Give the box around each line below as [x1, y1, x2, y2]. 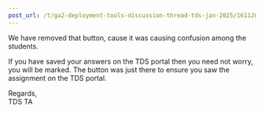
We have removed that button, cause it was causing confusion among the [8, 33, 247, 42]
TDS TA [8, 97, 33, 106]
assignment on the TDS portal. [8, 73, 108, 82]
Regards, [8, 88, 38, 98]
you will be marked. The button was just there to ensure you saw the [8, 64, 230, 75]
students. [8, 41, 39, 51]
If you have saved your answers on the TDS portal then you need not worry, [8, 56, 254, 66]
